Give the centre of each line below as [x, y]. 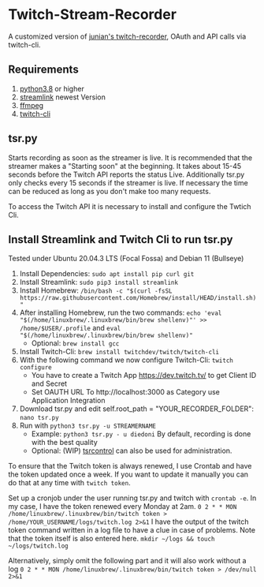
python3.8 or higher [52, 88]
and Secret [49, 383]
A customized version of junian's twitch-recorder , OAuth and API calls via [127, 36]
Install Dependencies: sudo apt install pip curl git [107, 274]
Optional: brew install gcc [75, 343]
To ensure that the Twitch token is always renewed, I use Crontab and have [130, 466]
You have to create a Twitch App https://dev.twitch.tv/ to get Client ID [144, 376]
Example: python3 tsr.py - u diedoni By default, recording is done [141, 434]
